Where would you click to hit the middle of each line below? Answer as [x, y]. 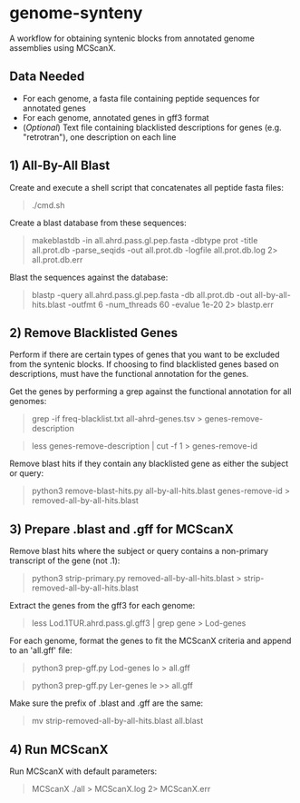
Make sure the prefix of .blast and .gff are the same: [106, 703]
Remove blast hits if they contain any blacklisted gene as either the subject [149, 464]
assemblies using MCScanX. [63, 47]
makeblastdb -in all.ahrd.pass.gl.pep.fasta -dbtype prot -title [145, 240]
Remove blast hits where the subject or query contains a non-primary [139, 551]
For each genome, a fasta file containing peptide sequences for [141, 98]
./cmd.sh [48, 205]
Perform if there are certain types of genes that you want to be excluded [145, 355]
